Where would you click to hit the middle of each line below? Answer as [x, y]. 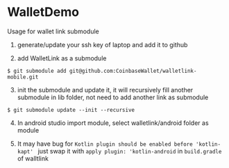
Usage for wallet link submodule [53, 31]
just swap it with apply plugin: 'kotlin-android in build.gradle [130, 151]
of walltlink [33, 158]
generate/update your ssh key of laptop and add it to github [102, 44]
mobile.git [23, 77]
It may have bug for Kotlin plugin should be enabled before [105, 144]
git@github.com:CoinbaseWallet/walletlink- [133, 71]
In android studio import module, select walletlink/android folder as [113, 123]
